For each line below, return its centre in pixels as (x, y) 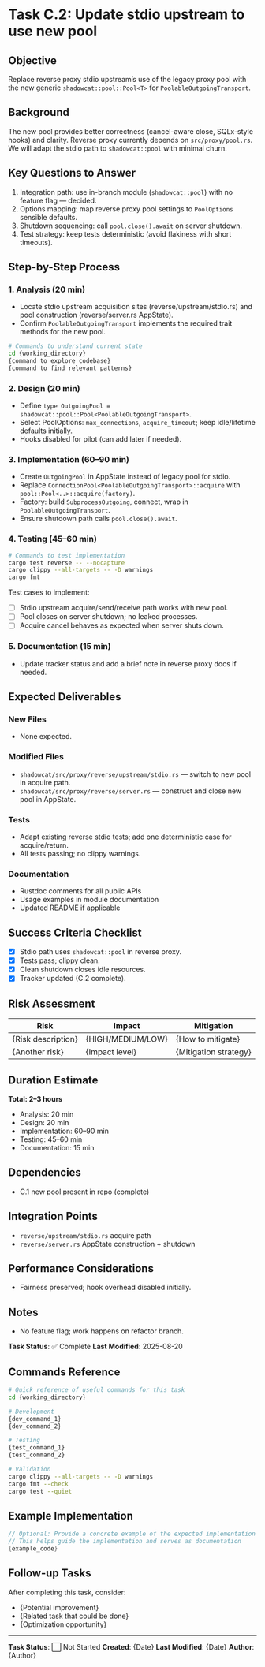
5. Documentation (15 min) (60, 647)
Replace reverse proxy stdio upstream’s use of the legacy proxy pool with (127, 79)
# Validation (30, 1469)
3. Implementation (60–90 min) (69, 460)
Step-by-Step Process (64, 267)
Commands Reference (64, 1372)
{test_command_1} (37, 1448)
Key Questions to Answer (72, 173)
